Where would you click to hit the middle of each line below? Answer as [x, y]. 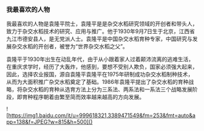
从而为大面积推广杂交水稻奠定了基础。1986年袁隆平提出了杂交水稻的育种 [97, 82]
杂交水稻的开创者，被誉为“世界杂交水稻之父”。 [70, 46]
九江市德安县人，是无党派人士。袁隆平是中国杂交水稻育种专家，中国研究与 [99, 39]
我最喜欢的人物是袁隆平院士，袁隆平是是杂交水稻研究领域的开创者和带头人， [102, 24]
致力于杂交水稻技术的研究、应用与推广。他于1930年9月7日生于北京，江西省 [101, 31]
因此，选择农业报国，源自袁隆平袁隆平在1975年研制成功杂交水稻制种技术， [100, 74]
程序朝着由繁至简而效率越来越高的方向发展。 [88, 97]
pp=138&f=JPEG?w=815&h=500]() [49, 122]
